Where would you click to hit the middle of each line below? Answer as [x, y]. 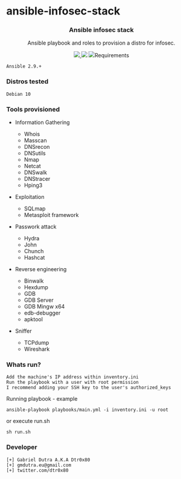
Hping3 [33, 186]
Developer [22, 447]
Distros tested [27, 81]
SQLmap [35, 208]
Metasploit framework [51, 215]
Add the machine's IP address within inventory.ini [72, 377]
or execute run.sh [28, 421]
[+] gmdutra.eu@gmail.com [39, 465]
